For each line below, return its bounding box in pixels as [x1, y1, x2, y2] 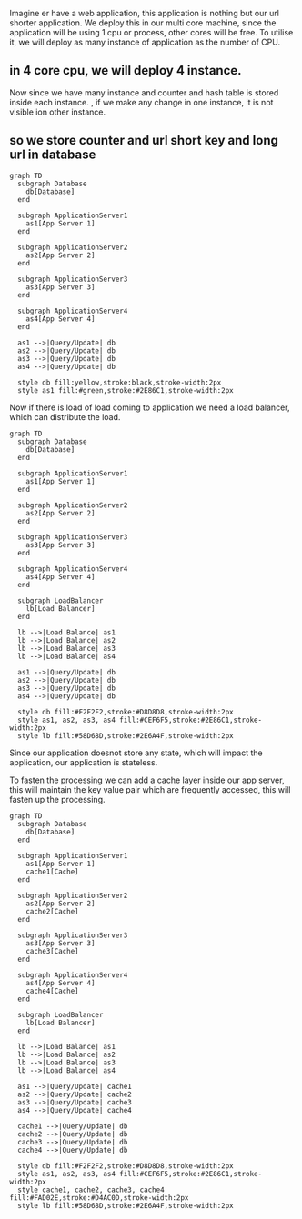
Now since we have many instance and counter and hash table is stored [9, 86, 279, 98]
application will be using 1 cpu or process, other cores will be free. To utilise [9, 27, 294, 37]
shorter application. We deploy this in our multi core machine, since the [9, 17, 277, 28]
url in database [9, 147, 96, 163]
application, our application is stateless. [9, 756, 158, 767]
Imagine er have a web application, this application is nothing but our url [9, 8, 280, 18]
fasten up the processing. [9, 794, 106, 804]
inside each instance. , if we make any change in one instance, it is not [9, 96, 274, 107]
